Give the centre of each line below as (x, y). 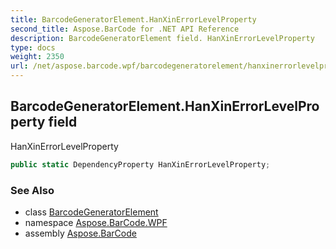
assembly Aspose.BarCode (80, 233)
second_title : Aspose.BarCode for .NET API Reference (125, 29)
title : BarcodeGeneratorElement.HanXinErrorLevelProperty (133, 19)
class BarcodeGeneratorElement (91, 212)
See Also (32, 190)
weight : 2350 (37, 57)
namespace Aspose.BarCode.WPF (96, 222)
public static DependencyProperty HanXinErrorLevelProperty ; (140, 164)
